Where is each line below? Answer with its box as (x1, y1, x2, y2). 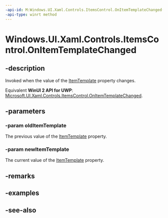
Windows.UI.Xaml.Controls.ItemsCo (5, 34, 159, 45)
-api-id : (5, 7, 23, 13)
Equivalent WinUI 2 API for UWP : (5, 87, 73, 93)
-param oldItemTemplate (5, 122, 66, 129)
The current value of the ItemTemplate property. (5, 157, 104, 163)
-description (5, 64, 45, 73)
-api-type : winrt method (5, 12, 57, 17)
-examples (5, 189, 39, 197)
